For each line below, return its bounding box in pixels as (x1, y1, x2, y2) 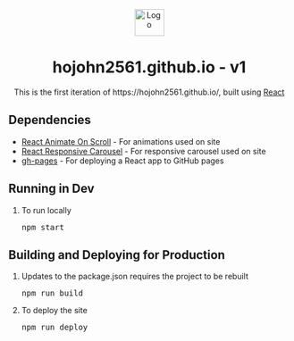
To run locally (21, 204, 72, 215)
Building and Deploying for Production (8, 247, 225, 262)
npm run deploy (21, 322, 88, 333)
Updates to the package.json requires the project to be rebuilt (21, 271, 249, 282)
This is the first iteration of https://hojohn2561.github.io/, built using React (13, 87, 285, 97)
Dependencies (8, 112, 91, 128)
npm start (21, 222, 64, 232)
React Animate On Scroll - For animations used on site (21, 136, 221, 146)
